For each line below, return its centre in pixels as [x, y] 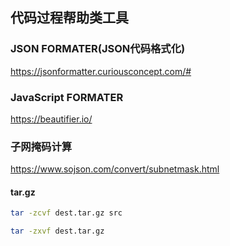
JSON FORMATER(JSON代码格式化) [98, 49]
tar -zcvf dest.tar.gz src [66, 213]
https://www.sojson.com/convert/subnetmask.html [115, 169]
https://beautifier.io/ [51, 119]
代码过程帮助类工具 [69, 18]
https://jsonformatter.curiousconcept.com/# [101, 71]
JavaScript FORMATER [67, 97]
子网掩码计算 [41, 146]
